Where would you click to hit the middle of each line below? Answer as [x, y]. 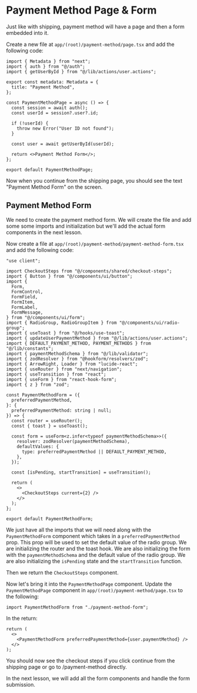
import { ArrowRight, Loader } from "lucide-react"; [72, 364]
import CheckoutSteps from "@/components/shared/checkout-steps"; [89, 271]
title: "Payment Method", [43, 87]
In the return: [22, 618]
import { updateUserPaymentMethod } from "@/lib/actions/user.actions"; [97, 338]
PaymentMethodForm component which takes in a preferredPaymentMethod [93, 536]
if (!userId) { [30, 123]
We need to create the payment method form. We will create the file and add [99, 219]
